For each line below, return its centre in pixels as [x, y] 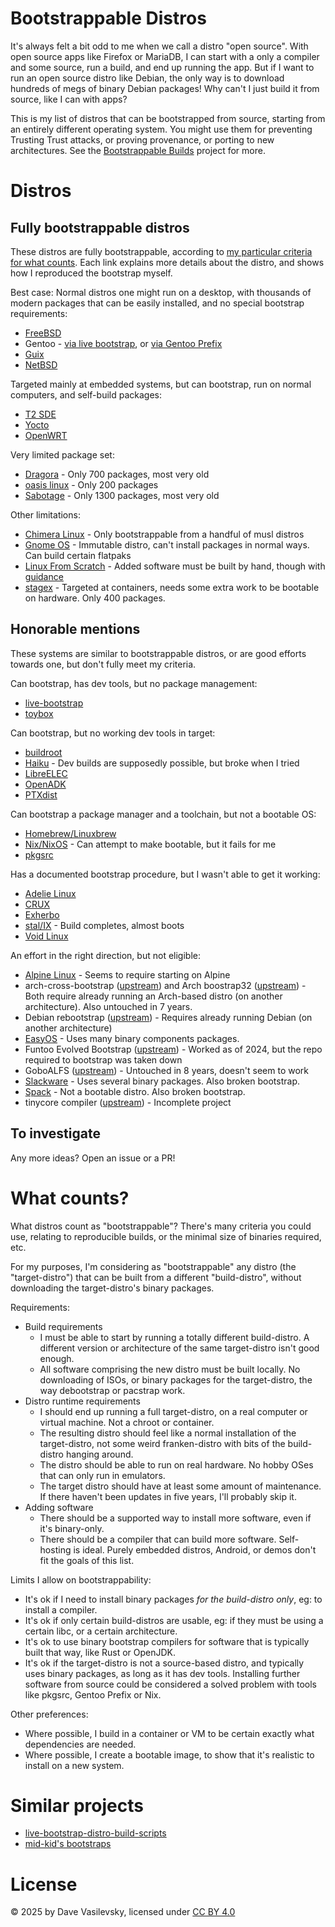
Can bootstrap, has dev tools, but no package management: [134, 683]
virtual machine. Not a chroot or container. [127, 1422]
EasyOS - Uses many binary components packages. [132, 1038]
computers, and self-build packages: [86, 394]
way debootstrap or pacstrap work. [112, 1390]
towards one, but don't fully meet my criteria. [103, 664]
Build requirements [63, 1326]
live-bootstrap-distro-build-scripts [95, 1833]
